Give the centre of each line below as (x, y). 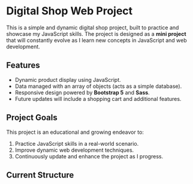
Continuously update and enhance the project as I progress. (89, 156)
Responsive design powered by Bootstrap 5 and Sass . (82, 92)
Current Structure (40, 175)
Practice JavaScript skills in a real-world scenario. (77, 143)
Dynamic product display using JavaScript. (68, 79)
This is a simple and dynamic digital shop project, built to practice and (93, 27)
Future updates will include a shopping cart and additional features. (98, 99)
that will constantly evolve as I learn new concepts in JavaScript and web (96, 40)
